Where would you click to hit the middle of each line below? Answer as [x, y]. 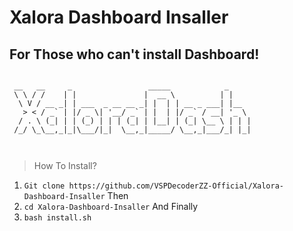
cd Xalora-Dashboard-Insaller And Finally [111, 206]
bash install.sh [57, 218]
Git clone [44, 186]
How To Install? [65, 165]
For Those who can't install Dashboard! [134, 54]
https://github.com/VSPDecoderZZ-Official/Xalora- [176, 186]
